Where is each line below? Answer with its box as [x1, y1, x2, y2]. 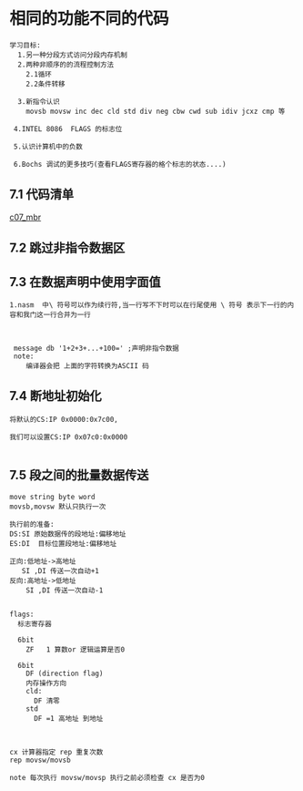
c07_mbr [9, 211, 42, 222]
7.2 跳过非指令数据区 [9, 241, 126, 256]
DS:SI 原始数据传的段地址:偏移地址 [9, 529, 126, 539]
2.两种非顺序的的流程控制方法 [17, 60, 115, 69]
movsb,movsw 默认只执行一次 [9, 502, 106, 511]
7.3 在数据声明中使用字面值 [9, 274, 161, 290]
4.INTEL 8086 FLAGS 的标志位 [13, 124, 123, 133]
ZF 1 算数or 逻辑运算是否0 [25, 644, 126, 654]
